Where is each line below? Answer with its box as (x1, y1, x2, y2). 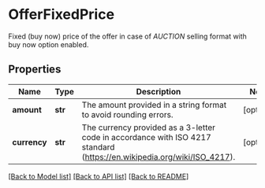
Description (136, 86, 181, 97)
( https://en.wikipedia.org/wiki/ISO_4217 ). (81, 151, 236, 162)
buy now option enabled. (8, 39, 89, 49)
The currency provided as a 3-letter (81, 122, 215, 133)
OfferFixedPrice (8, 6, 115, 24)
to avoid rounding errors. (81, 109, 174, 120)
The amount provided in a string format (81, 99, 227, 110)
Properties (8, 63, 62, 76)
